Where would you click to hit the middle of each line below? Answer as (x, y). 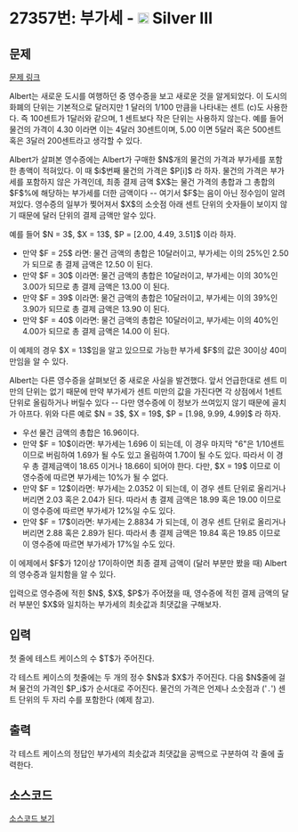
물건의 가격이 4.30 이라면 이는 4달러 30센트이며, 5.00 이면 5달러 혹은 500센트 (145, 129)
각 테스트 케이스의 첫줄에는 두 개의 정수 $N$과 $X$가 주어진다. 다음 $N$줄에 (143, 677)
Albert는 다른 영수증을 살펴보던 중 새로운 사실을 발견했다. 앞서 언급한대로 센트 (144, 380)
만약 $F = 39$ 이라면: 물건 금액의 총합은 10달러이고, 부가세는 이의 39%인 (150, 298)
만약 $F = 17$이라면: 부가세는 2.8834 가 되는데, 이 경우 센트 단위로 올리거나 (154, 522)
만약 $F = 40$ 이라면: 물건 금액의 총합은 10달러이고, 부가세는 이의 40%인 (150, 320)
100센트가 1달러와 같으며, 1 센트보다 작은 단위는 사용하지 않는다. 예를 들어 (157, 118)
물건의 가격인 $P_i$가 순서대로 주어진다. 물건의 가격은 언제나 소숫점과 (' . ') (147, 688)
